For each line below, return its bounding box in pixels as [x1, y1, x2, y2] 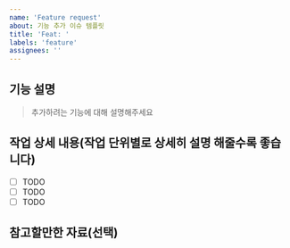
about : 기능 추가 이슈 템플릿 [9, 21, 105, 30]
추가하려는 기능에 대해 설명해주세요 [30, 106, 153, 117]
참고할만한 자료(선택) [9, 225, 119, 241]
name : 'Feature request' [9, 12, 102, 22]
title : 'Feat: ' [9, 29, 70, 38]
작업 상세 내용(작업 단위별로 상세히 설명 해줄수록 [9, 136, 257, 151]
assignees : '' [9, 46, 62, 55]
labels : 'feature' [9, 37, 78, 47]
